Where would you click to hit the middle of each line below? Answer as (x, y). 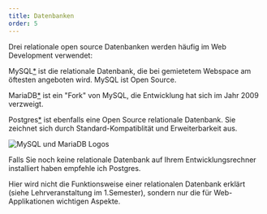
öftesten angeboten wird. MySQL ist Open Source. (93, 79)
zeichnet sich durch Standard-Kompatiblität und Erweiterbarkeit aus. (123, 128)
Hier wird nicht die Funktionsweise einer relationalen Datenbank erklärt (127, 184)
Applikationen (32, 201)
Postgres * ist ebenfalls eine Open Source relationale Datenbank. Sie (122, 119)
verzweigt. (26, 104)
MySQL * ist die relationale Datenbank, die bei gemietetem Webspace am (130, 71)
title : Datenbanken (41, 16)
